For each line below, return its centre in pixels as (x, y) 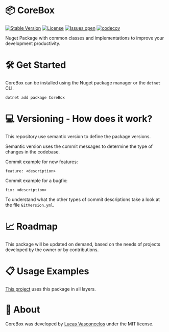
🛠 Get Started (36, 65)
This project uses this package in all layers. (51, 289)
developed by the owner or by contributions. (52, 250)
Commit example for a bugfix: (37, 181)
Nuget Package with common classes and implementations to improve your (85, 38)
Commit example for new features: (42, 162)
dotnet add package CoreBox (35, 97)
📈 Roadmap (31, 227)
